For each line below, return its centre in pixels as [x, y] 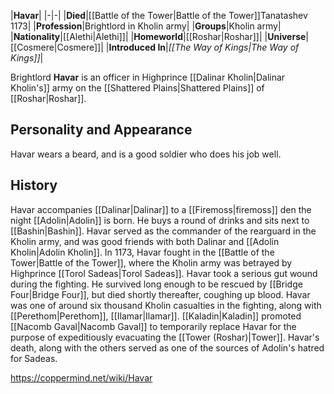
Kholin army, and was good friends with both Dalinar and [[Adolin [145, 241]
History [34, 185]
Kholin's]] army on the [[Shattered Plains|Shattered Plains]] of [137, 88]
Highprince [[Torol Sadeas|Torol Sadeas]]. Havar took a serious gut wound [164, 273]
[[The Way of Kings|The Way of [234, 47]
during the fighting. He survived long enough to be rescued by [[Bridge [156, 284]
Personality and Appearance [101, 130]
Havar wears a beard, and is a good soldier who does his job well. [146, 154]
